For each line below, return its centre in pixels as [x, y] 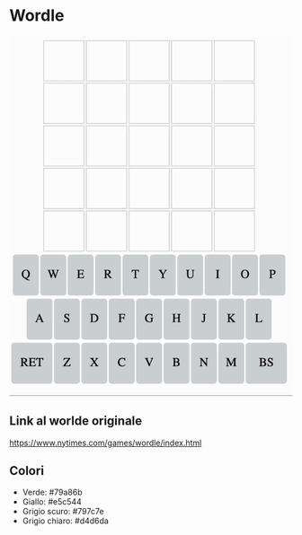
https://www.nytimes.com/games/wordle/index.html [106, 443]
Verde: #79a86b [52, 492]
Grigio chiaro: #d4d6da [66, 521]
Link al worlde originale [76, 421]
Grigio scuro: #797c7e [63, 512]
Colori [27, 471]
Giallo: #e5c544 [52, 502]
